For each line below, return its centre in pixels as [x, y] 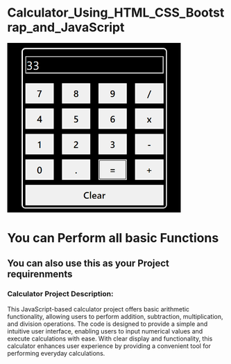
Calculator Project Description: [60, 294]
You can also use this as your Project [88, 263]
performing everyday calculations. [56, 353]
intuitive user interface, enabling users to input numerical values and [105, 331]
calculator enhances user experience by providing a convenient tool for [109, 346]
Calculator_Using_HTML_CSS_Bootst [116, 13]
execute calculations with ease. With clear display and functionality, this [110, 338]
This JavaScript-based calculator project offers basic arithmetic [98, 309]
